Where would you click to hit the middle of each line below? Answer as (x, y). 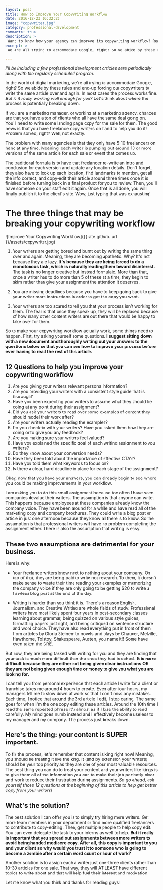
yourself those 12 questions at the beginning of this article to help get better (81, 785)
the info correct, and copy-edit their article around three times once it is (77, 178)
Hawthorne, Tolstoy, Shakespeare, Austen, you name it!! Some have (80, 639)
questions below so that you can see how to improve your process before (81, 346)
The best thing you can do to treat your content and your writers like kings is (81, 769)
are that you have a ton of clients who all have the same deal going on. (76, 118)
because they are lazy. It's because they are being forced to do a (78, 262)
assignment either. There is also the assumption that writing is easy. (73, 529)
